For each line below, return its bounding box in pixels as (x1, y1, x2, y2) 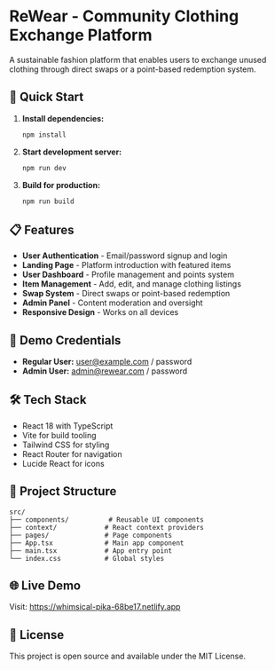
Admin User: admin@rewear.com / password (21, 366, 188, 376)
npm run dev (21, 163, 67, 172)
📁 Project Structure (9, 484, 117, 499)
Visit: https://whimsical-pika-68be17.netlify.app (9, 602, 181, 612)
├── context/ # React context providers (9, 523, 204, 532)
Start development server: (21, 146, 122, 157)
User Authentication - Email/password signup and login (21, 250, 228, 261)
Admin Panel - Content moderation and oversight (21, 297, 203, 308)
